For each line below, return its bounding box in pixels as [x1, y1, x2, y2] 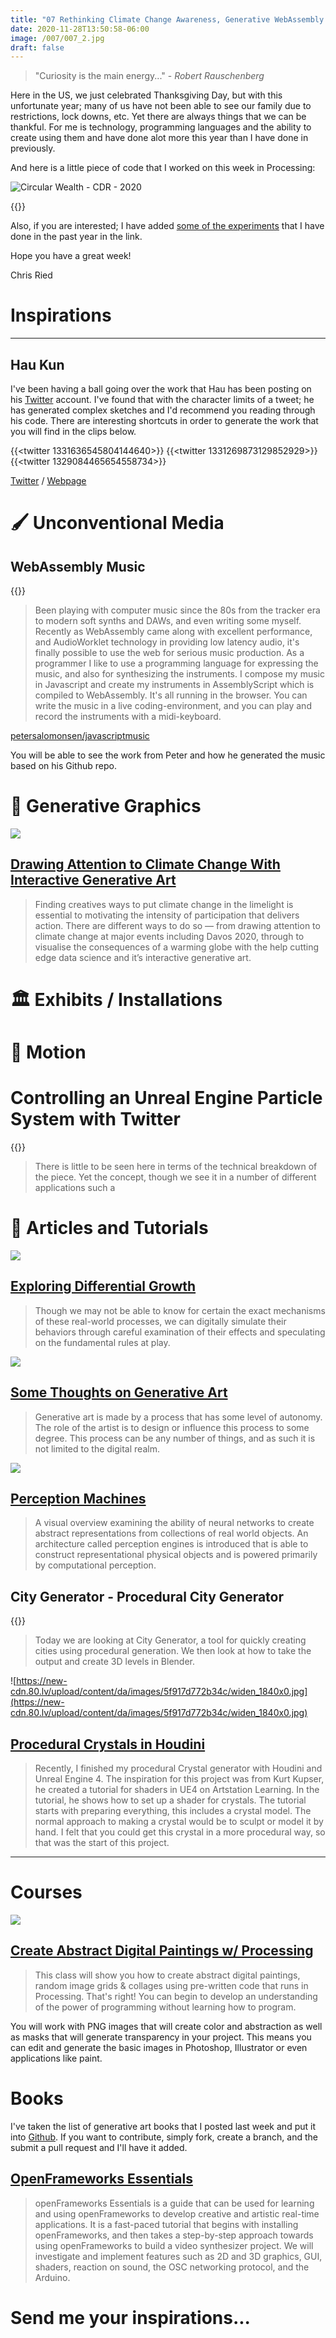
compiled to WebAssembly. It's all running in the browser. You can [34, 689, 308, 701]
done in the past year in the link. [10, 231, 143, 243]
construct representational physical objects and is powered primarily [34, 1549, 318, 1561]
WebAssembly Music [10, 558, 146, 575]
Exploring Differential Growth [10, 1278, 197, 1295]
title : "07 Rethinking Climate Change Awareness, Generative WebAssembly [10, 14, 325, 25]
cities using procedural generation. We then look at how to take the [34, 1645, 312, 1657]
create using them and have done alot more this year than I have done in [10, 132, 309, 144]
